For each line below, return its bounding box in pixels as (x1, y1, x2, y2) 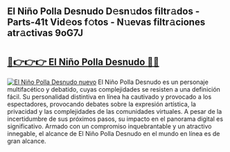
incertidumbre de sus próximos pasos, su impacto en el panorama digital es (7, 115, 224, 123)
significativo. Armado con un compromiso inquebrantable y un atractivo (7, 122, 212, 130)
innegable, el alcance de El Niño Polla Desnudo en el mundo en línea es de (7, 130, 220, 137)
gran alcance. (7, 137, 46, 145)
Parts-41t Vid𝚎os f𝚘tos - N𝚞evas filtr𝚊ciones (7, 17, 206, 28)
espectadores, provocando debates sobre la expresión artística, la (7, 100, 196, 108)
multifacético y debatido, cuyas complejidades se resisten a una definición (7, 85, 220, 93)
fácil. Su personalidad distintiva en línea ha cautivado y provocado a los (7, 93, 212, 101)
